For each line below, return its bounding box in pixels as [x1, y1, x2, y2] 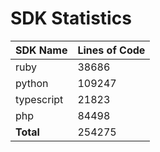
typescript [15, 92, 64, 106]
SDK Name [15, 43, 68, 57]
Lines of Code [77, 43, 146, 57]
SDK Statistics [10, 7, 132, 30]
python [15, 76, 49, 90]
